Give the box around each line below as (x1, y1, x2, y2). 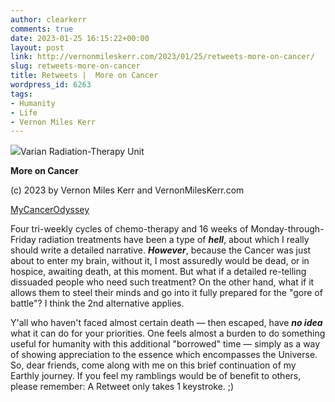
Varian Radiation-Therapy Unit (20, 146, 145, 158)
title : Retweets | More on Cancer (10, 71, 159, 81)
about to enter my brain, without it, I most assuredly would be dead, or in (10, 255, 310, 267)
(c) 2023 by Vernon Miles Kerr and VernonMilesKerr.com (10, 184, 245, 196)
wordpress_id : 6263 (10, 80, 92, 90)
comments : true (10, 24, 74, 34)
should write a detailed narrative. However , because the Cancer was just (10, 244, 312, 256)
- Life (10, 107, 38, 118)
